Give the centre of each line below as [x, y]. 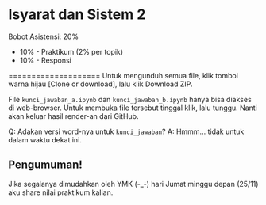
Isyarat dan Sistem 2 [77, 15]
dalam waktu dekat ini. [45, 139]
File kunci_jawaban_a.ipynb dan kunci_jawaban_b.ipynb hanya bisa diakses [130, 99]
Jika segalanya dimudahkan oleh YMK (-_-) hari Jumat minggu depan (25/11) [133, 184]
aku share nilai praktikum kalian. [61, 192]
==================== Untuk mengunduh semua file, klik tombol [123, 75]
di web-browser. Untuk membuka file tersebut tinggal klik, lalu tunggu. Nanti [133, 108]
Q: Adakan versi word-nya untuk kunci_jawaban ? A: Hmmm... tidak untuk [126, 131]
